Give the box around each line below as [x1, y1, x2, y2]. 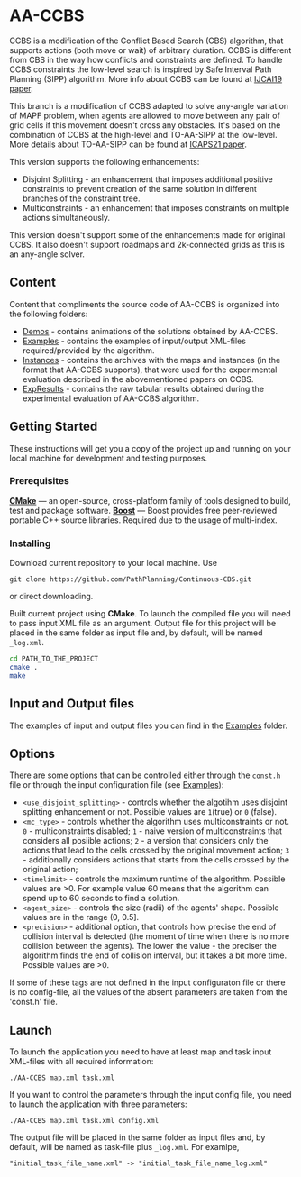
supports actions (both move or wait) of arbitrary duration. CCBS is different [9, 44, 292, 55]
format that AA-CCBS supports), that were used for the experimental [22, 364, 278, 375]
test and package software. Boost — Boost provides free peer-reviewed [9, 505, 278, 516]
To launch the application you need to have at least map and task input [9, 1046, 272, 1057]
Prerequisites [9, 475, 69, 488]
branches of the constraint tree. [22, 193, 141, 204]
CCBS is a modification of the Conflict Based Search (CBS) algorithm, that [9, 35, 284, 46]
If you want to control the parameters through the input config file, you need [9, 1090, 292, 1100]
